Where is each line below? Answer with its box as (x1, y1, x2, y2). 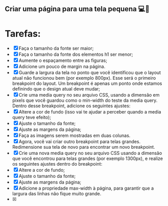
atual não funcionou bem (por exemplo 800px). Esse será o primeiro (12, 75, 156, 81)
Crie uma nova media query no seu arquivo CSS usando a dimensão (18, 150, 162, 156)
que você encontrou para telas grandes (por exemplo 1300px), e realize (12, 155, 163, 162)
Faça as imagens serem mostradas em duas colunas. (18, 132, 131, 139)
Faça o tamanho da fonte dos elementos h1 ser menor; (18, 51, 133, 58)
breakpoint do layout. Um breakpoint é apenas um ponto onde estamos (12, 80, 162, 86)
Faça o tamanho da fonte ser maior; (18, 45, 94, 52)
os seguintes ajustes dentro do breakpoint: (12, 161, 103, 167)
